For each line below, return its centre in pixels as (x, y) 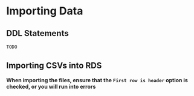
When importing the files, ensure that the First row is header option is (97, 80)
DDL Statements (37, 33)
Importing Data (45, 11)
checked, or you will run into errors (51, 86)
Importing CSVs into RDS (54, 66)
